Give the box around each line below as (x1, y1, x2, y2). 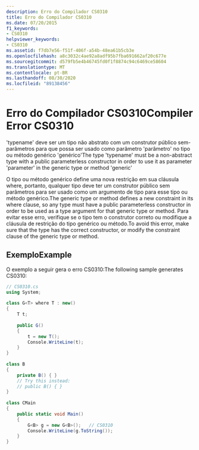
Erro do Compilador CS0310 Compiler (6, 107, 194, 120)
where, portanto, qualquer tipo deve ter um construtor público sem (6, 182, 170, 189)
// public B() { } (17, 383, 63, 389)
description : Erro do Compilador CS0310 (6, 8, 108, 15)
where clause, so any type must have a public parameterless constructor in (6, 201, 191, 208)
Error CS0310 (6, 119, 74, 133)
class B (6, 361, 26, 367)
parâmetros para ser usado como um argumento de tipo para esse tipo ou (6, 188, 188, 195)
